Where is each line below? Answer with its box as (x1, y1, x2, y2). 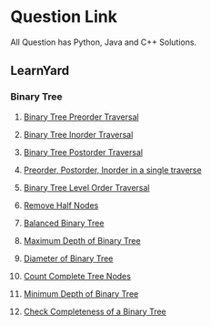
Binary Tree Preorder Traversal (23, 111, 139, 122)
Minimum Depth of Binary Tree (23, 288, 139, 299)
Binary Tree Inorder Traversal (23, 129, 134, 140)
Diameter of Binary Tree (23, 253, 114, 264)
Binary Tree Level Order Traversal (23, 182, 150, 193)
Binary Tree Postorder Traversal (23, 146, 144, 157)
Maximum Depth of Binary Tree (23, 235, 141, 246)
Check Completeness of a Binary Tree (23, 306, 166, 317)
